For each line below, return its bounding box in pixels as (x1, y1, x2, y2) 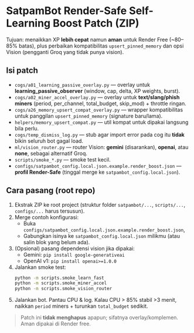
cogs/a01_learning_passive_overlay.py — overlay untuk (14, 81, 151, 88)
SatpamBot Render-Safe (6, 4, 127, 18)
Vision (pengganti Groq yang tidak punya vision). (6, 48, 124, 55)
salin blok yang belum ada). (23, 238, 90, 245)
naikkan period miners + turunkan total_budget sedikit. (14, 302, 148, 310)
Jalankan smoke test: (14, 263, 66, 271)
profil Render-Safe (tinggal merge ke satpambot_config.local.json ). (14, 169, 181, 176)
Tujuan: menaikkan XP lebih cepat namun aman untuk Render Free (6, 36, 168, 43)
